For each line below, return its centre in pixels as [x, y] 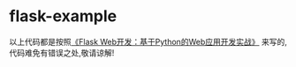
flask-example [63, 16]
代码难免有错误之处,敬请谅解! [62, 52]
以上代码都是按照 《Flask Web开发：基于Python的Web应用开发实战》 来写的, [148, 41]
